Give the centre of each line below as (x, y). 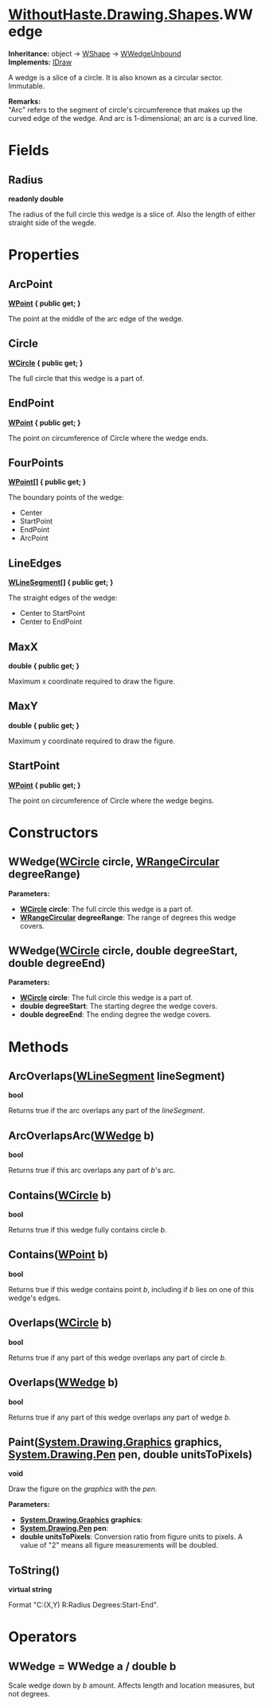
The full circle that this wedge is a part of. (76, 378)
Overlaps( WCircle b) (60, 1323)
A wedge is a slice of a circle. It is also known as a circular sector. (116, 77)
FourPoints (36, 463)
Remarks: (25, 101)
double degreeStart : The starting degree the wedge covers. (119, 1006)
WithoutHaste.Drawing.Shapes (114, 15)
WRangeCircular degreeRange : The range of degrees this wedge (128, 917)
